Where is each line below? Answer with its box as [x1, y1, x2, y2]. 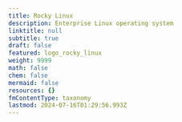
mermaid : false [8, 79, 59, 87]
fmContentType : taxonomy [8, 94, 91, 102]
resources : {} [8, 86, 56, 95]
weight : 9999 [8, 57, 52, 65]
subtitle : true [8, 34, 59, 43]
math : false [8, 64, 48, 72]
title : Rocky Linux [8, 11, 74, 20]
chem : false [8, 71, 48, 79]
